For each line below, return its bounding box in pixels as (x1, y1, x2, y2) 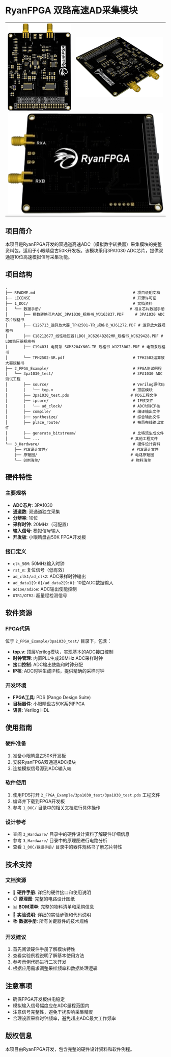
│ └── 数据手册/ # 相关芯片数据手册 (5, 306, 165, 312)
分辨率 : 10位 (12, 514, 38, 521)
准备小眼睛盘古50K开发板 (12, 753, 66, 759)
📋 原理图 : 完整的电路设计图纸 (12, 895, 75, 901)
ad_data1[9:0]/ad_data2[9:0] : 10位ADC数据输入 (12, 579, 113, 585)
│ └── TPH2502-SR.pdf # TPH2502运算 (5, 355, 161, 360)
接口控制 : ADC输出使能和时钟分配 (12, 661, 83, 667)
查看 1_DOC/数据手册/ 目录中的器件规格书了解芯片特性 (12, 844, 123, 850)
